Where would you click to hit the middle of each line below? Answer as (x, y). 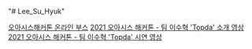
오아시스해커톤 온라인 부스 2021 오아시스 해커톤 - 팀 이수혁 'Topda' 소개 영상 (126, 27)
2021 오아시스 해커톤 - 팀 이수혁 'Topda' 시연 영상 (85, 37)
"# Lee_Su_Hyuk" (37, 11)
